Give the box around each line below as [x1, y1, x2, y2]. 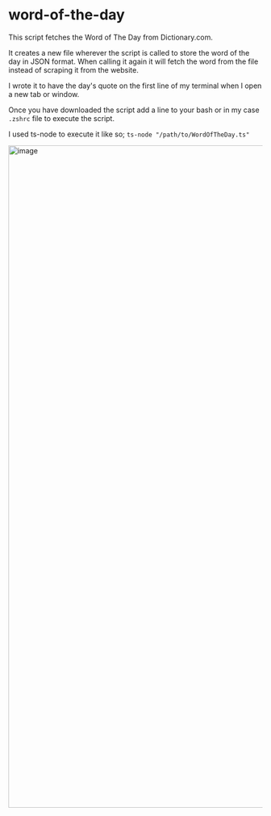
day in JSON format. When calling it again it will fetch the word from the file [8, 56, 259, 66]
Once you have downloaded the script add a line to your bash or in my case [8, 105, 260, 115]
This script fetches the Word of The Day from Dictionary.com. [8, 32, 214, 42]
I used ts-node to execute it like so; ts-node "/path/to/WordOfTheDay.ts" [8, 129, 250, 139]
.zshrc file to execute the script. [8, 113, 115, 123]
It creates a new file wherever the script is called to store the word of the [8, 48, 250, 57]
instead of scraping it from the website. [8, 65, 139, 74]
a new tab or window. [8, 89, 80, 98]
